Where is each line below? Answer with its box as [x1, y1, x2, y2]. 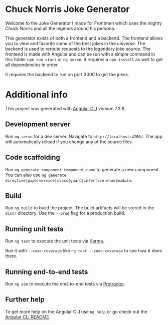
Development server [5, 120, 71, 129]
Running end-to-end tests [5, 267, 88, 276]
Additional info [5, 89, 68, 101]
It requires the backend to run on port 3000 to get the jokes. [5, 71, 129, 77]
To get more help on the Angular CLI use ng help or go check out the [5, 308, 147, 314]
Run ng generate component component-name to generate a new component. [5, 166, 160, 172]
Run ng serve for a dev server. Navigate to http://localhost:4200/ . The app [5, 133, 163, 139]
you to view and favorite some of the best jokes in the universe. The [5, 40, 145, 46]
